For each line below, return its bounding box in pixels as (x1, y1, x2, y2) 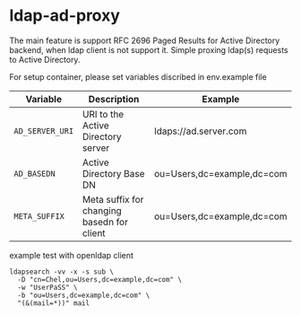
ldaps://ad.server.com (153, 125, 247, 137)
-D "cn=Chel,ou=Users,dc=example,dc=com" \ (17, 275, 182, 284)
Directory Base (82, 167, 145, 179)
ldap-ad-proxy (9, 5, 121, 26)
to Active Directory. (9, 54, 81, 65)
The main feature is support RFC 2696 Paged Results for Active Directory (9, 35, 280, 46)
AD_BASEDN (13, 168, 56, 179)
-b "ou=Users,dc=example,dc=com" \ (17, 291, 150, 300)
